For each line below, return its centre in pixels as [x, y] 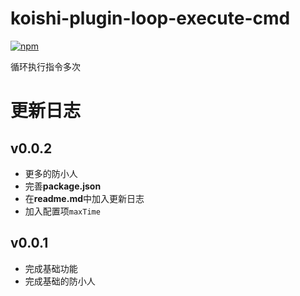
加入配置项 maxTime [62, 211]
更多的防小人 [51, 173]
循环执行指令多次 [45, 66]
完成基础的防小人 [60, 281]
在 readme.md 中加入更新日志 [84, 198]
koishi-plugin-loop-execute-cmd [150, 18]
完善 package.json [63, 186]
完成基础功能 [51, 268]
